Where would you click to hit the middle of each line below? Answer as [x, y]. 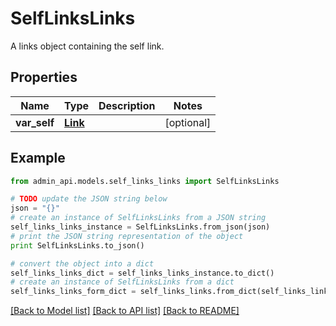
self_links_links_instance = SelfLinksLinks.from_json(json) [140, 227]
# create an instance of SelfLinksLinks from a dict [122, 282]
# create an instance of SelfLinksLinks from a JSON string [138, 218]
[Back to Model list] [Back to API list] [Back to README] [125, 311]
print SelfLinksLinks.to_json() [77, 245]
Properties [44, 77]
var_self [35, 122]
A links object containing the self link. [87, 46]
